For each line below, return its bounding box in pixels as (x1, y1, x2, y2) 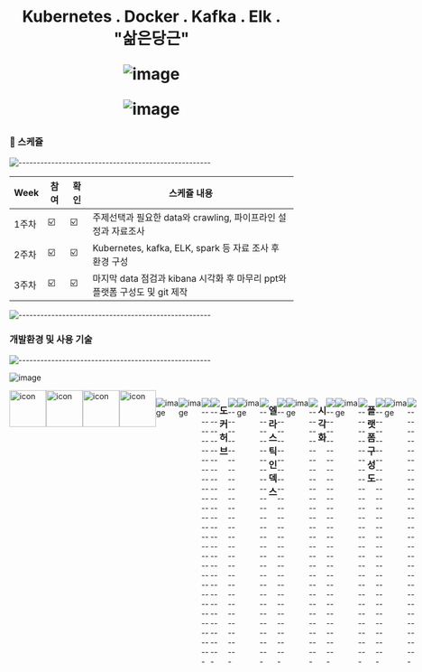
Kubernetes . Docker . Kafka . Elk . (22, 6, 281, 27)
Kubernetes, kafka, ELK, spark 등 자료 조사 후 (92, 241, 280, 254)
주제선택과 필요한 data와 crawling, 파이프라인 (92, 210, 277, 223)
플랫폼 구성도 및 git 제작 (92, 285, 188, 298)
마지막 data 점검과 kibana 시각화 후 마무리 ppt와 (92, 272, 287, 285)
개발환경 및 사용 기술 (9, 333, 93, 346)
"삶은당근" (114, 29, 189, 49)
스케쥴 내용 (168, 187, 214, 200)
